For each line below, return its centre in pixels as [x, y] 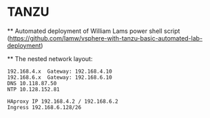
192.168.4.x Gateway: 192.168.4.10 [60, 71]
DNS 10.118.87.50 [32, 83]
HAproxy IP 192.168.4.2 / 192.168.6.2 [63, 101]
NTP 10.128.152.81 [33, 89]
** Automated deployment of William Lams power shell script [94, 31]
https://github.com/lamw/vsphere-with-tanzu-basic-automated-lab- [106, 38]
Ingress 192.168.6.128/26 [44, 107]
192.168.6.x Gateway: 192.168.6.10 [60, 77]
